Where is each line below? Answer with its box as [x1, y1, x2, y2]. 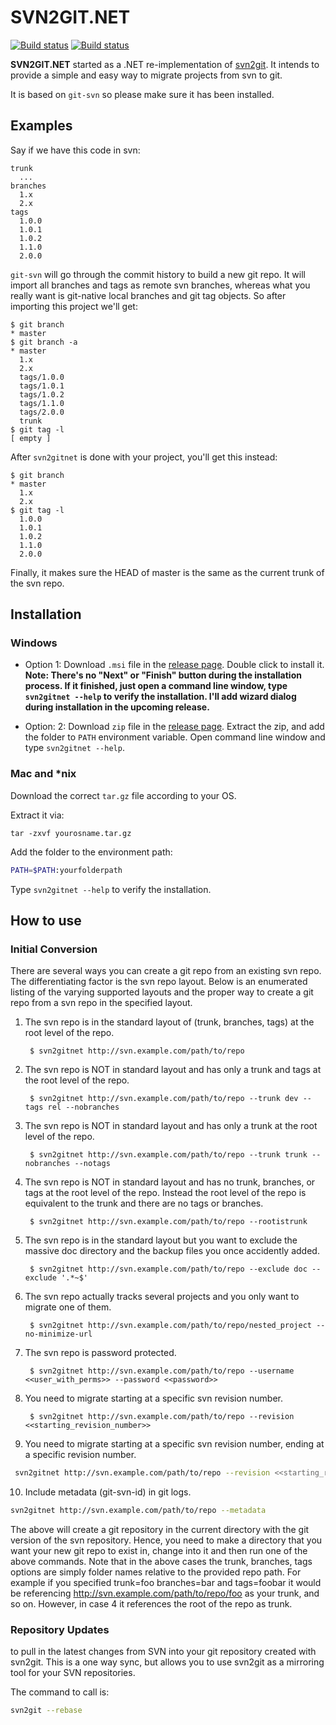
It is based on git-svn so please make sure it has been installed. [10, 88, 275, 100]
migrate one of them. [24, 1301, 112, 1313]
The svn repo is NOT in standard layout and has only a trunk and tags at [24, 1064, 322, 1076]
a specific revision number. [24, 1449, 137, 1461]
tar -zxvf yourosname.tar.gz [10, 828, 132, 838]
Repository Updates [10, 1622, 110, 1636]
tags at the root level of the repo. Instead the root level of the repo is [24, 1187, 307, 1199]
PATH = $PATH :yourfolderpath [10, 865, 123, 875]
